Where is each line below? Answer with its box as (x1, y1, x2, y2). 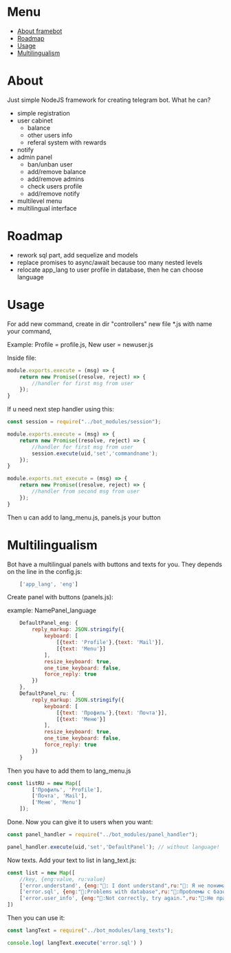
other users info (27, 131, 73, 139)
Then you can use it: (7, 914, 65, 922)
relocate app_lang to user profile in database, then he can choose (16, 266, 204, 274)
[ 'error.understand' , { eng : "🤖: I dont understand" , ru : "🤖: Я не (19, 882, 205, 889)
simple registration (16, 109, 70, 117)
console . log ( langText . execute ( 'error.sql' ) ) (7, 939, 143, 946)
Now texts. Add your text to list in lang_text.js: (7, 856, 137, 864)
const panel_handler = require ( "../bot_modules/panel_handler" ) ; (7, 831, 198, 838)
